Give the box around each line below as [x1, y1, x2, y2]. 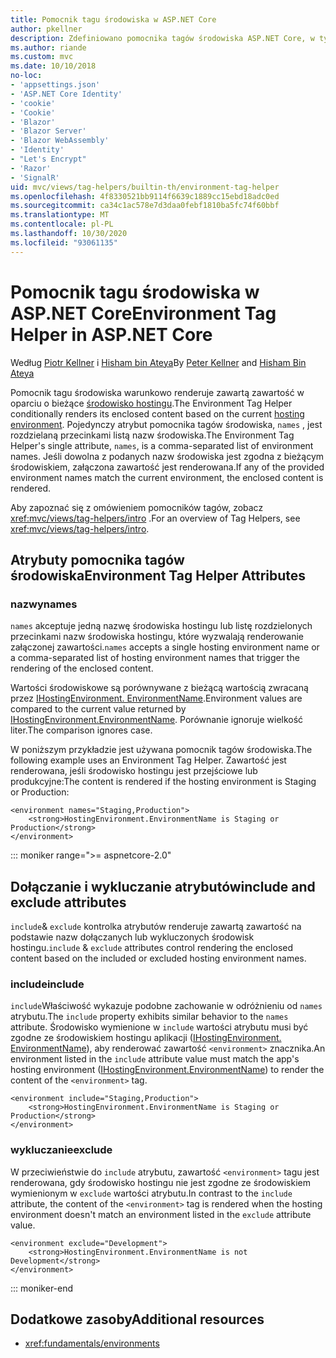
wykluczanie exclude [10, 1143, 113, 1157]
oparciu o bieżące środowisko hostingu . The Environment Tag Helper [10, 397, 293, 409]
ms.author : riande [10, 42, 87, 53]
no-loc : [10, 71, 43, 81]
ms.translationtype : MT [10, 210, 110, 220]
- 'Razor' [10, 163, 52, 173]
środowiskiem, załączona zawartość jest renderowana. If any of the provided [10, 461, 325, 473]
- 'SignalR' [10, 172, 60, 183]
